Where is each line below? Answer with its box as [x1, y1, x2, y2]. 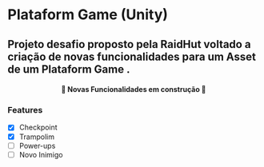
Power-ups [18, 141, 56, 150]
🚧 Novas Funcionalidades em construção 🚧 [61, 85, 206, 94]
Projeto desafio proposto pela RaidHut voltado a [7, 38, 251, 51]
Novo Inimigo [18, 149, 63, 159]
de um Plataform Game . [7, 62, 130, 76]
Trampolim [18, 132, 55, 141]
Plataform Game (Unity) [7, 6, 169, 24]
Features [7, 105, 43, 116]
